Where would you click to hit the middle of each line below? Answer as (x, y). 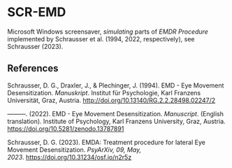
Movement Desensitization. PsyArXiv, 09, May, (74, 149)
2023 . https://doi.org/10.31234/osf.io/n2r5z (70, 157)
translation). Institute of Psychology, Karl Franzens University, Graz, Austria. (116, 121)
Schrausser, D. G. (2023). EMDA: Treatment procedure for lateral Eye (107, 142)
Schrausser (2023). (35, 46)
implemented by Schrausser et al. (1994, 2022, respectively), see (101, 38)
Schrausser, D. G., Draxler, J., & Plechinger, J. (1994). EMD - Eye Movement (116, 85)
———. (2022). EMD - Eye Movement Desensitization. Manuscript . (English (115, 113)
